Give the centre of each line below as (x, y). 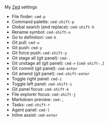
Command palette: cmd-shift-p (43, 22)
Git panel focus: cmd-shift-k (40, 89)
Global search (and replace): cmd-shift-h (53, 27)
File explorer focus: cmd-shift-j (44, 94)
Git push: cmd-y (27, 48)
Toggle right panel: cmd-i (37, 79)
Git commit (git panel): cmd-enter (44, 68)
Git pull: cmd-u (25, 42)
